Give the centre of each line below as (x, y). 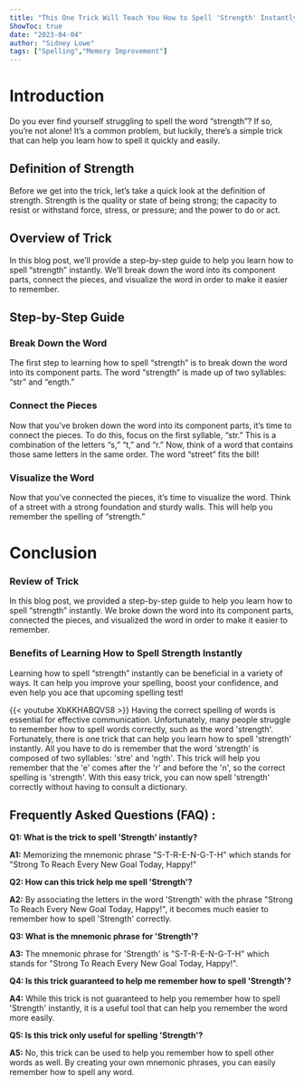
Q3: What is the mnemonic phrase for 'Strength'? (104, 936)
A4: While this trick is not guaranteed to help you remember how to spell (145, 998)
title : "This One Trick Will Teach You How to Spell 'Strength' (133, 18)
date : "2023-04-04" (46, 34)
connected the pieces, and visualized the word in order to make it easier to (148, 620)
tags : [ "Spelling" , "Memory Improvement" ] (89, 52)
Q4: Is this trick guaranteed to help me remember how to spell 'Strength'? (151, 981)
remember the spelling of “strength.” (77, 516)
